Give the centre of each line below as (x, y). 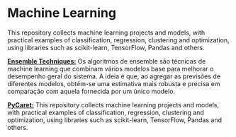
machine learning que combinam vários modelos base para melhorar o (111, 68)
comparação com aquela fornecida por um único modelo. (91, 91)
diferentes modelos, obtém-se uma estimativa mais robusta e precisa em (114, 83)
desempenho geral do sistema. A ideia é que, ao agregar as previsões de (114, 76)
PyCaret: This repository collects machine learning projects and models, (113, 105)
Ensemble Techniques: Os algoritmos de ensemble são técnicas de (107, 61)
